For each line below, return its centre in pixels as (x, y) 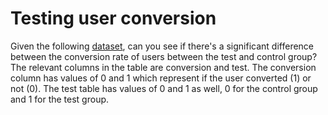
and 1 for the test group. (60, 99)
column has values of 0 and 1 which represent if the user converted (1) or (161, 78)
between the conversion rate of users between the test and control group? (164, 56)
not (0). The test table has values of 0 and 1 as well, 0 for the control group (164, 88)
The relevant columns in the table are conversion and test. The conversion (163, 67)
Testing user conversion (113, 18)
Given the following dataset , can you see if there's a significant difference (162, 46)
